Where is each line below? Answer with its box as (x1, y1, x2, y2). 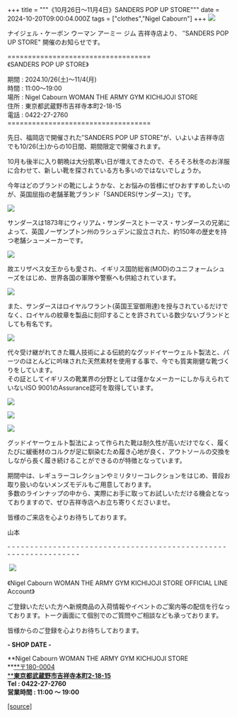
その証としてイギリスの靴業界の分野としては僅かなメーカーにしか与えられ (7, 375, 224, 383)
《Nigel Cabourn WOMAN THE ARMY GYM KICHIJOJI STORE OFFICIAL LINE (7, 579, 229, 587)
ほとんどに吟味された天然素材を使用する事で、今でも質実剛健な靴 (25, 357, 218, 365)
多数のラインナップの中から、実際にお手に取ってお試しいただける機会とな (7, 489, 224, 498)
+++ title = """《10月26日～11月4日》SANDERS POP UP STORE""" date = (7, 6, 220, 13)
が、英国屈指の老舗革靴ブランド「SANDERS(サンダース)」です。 (7, 190, 195, 198)
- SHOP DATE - (7, 640, 52, 649)
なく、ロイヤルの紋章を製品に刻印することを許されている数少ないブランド (7, 311, 224, 319)
